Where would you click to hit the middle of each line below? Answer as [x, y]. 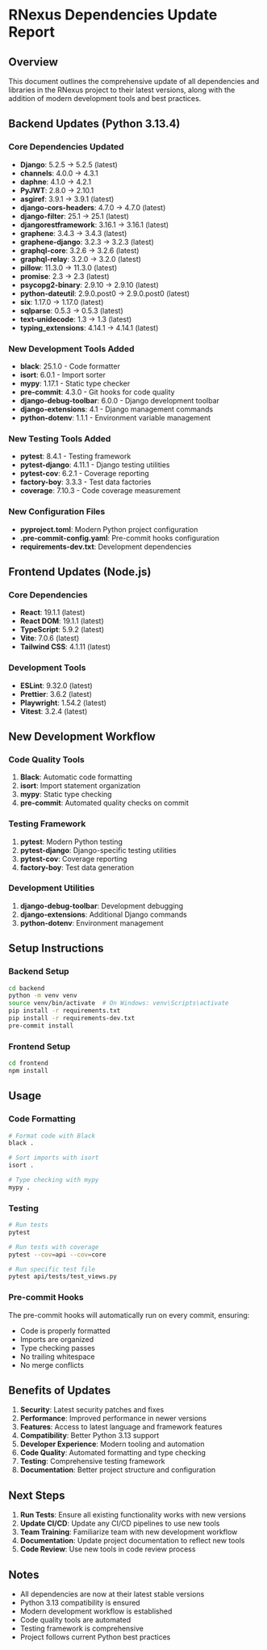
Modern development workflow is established [96, 1611]
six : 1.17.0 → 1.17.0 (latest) [62, 302]
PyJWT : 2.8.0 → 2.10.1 [57, 190]
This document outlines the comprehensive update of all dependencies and [134, 81]
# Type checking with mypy [54, 1180]
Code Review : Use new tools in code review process [108, 1549]
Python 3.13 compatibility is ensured [80, 1603]
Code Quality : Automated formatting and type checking [113, 1453]
